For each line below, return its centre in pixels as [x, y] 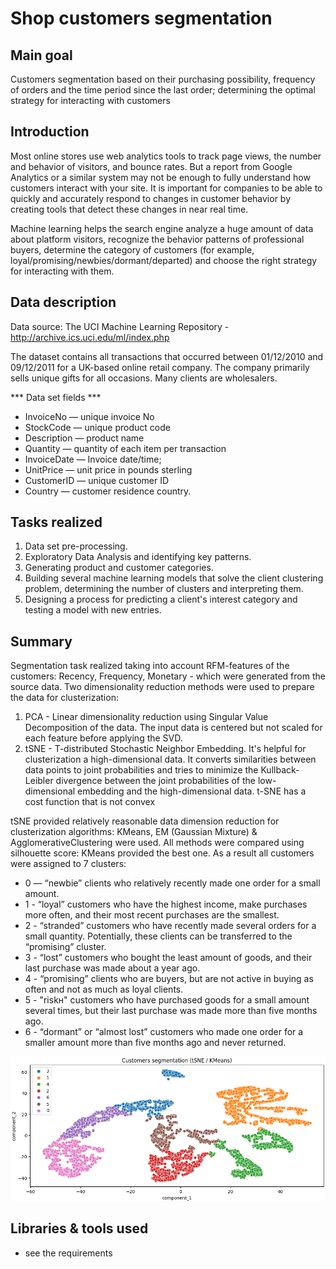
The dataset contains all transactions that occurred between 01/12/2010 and [167, 356]
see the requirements [68, 1253]
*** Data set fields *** [56, 397]
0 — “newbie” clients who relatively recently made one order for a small [172, 883]
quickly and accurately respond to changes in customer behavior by [150, 198]
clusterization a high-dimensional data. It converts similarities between [170, 759]
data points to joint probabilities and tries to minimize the [141, 770]
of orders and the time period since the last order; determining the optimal [163, 90]
